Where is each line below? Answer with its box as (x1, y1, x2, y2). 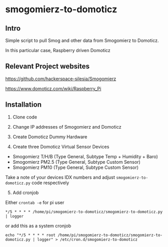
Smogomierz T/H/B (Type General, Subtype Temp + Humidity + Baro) (12, 153, 158, 159)
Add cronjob (12, 189, 39, 195)
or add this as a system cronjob (5, 223, 71, 229)
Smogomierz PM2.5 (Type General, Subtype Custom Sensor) (12, 159, 141, 165)
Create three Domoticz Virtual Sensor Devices (12, 143, 109, 150)
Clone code (12, 114, 37, 120)
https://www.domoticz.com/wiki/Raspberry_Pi (5, 85, 102, 91)
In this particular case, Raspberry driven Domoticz (5, 47, 111, 53)
